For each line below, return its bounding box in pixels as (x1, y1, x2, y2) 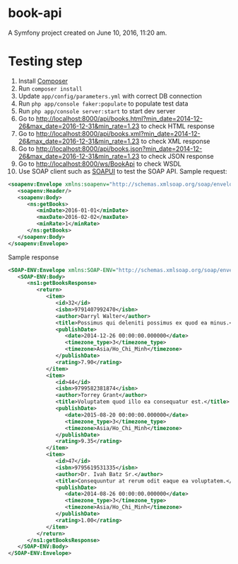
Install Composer (18, 77, 69, 85)
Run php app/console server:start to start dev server (18, 106, 176, 115)
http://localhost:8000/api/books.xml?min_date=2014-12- (35, 129, 201, 137)
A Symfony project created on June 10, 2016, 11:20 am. (8, 28, 167, 37)
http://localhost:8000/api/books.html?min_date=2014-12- (35, 114, 203, 123)
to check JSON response (141, 152, 214, 160)
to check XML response (141, 137, 210, 145)
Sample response (8, 253, 59, 261)
